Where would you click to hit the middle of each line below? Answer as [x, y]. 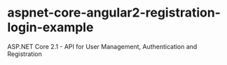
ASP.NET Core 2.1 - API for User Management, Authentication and [102, 46]
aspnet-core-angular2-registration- [114, 13]
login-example [50, 27]
